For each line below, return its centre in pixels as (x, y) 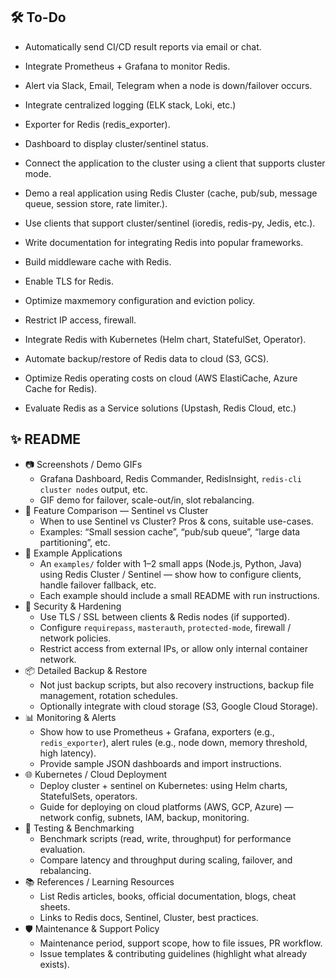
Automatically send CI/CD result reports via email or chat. (143, 46)
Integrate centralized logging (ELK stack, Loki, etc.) (130, 105)
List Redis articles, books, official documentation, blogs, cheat (168, 896)
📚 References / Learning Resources (99, 881)
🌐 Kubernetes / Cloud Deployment (96, 774)
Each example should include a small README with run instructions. (179, 595)
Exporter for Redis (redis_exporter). (97, 124)
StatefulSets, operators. (88, 796)
